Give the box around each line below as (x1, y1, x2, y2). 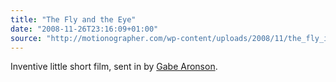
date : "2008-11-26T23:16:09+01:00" (10, 24, 159, 34)
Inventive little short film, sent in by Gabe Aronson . (10, 61, 218, 73)
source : (10, 33, 43, 43)
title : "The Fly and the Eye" (10, 14, 137, 25)
